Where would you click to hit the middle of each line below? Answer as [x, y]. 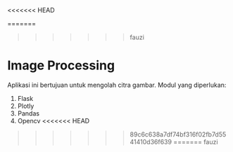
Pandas [29, 113]
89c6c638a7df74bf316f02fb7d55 [178, 134]
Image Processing [61, 65]
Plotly [26, 106]
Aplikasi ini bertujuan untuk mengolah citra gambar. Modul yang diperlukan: [117, 85]
